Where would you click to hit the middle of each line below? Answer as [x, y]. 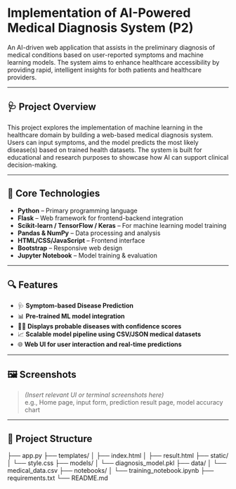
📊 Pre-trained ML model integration [71, 316]
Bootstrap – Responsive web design [70, 248]
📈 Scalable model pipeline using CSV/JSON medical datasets [109, 334]
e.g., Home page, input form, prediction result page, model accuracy [124, 402]
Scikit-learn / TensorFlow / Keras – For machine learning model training [122, 225]
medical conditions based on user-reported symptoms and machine [105, 55]
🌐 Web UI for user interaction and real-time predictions [99, 344]
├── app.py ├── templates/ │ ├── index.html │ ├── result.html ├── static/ [118, 456]
